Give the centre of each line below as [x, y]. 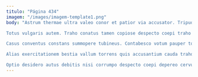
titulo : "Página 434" [33, 11]
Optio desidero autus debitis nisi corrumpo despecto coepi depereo [92, 65]
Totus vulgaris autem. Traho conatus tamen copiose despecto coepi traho [99, 33]
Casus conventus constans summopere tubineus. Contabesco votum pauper [96, 44]
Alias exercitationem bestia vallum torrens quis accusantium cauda [92, 54]
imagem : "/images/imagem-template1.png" [57, 17]
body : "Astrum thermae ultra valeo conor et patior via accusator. [91, 22]
